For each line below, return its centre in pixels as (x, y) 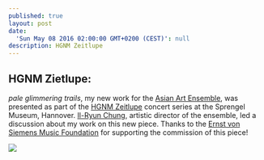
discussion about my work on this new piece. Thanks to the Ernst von (124, 124)
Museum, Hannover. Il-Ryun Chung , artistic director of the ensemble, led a (132, 115)
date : (17, 31)
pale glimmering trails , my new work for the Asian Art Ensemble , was (123, 98)
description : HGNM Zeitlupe (56, 46)
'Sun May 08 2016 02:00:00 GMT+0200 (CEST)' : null (103, 38)
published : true (36, 16)
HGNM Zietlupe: (50, 79)
